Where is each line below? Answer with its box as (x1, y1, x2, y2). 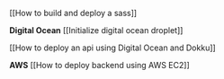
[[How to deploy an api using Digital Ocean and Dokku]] (9, 42, 216, 53)
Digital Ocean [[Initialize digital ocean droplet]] (9, 25, 184, 35)
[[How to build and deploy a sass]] (9, 8, 138, 18)
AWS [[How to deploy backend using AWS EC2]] (9, 60, 191, 70)
